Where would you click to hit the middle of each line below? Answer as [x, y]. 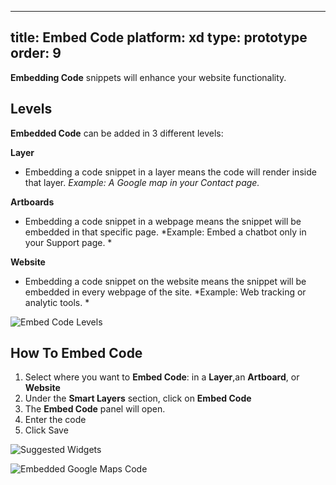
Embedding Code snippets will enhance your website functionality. [148, 77]
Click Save [46, 430]
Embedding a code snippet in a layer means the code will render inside [170, 172]
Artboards [32, 202]
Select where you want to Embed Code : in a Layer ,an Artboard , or [162, 377]
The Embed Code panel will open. [95, 409]
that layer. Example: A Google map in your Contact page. [142, 182]
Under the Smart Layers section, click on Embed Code [138, 398]
